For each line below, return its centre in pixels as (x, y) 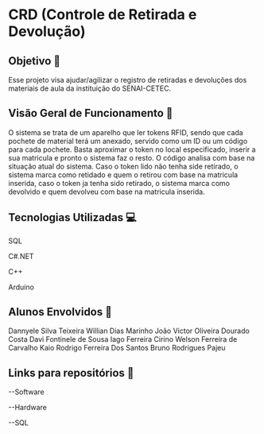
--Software (27, 392)
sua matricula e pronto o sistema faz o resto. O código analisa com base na (132, 157)
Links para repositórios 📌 (71, 372)
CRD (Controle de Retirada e (103, 15)
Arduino (21, 287)
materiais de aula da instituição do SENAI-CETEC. (90, 88)
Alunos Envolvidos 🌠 (60, 312)
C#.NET (21, 256)
